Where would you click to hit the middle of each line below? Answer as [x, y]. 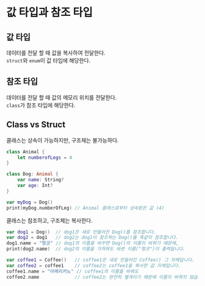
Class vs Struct [36, 125]
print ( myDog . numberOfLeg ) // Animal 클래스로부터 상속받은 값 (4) [85, 208]
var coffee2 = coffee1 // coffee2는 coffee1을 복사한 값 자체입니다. [94, 266]
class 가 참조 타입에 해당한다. [41, 105]
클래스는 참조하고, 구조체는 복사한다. [49, 220]
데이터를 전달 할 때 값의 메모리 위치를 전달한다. [62, 97]
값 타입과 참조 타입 [49, 13]
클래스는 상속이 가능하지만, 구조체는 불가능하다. [63, 140]
